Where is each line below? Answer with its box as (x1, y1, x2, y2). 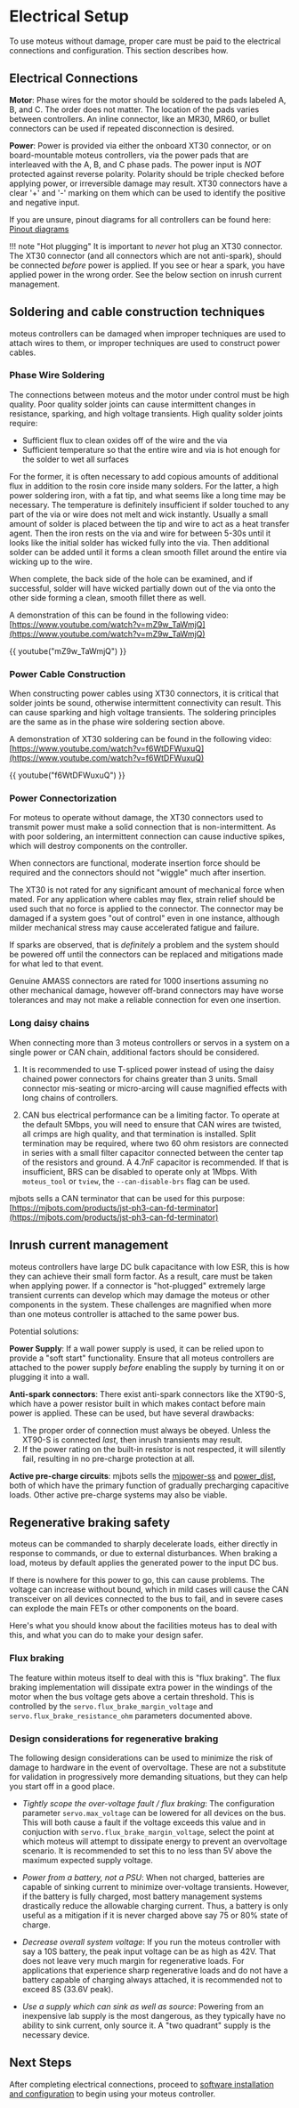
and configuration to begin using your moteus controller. (9, 2088, 216, 2099)
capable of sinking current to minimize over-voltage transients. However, (21, 1881, 289, 1892)
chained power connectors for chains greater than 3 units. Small (21, 1073, 258, 1084)
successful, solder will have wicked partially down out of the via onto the (9, 583, 276, 594)
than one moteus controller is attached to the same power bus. (9, 1308, 239, 1319)
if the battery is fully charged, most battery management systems (21, 1891, 263, 1902)
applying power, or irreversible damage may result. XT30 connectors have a (9, 178, 287, 189)
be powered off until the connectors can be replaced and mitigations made (9, 949, 284, 960)
